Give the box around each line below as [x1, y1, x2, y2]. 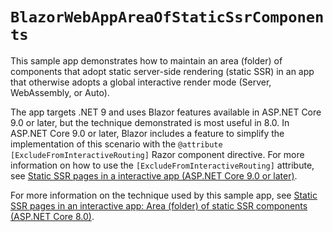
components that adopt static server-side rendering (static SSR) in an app [10, 65, 315, 77]
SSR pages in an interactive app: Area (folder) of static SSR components [10, 199, 308, 212]
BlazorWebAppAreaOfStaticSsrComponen [10, 8, 325, 27]
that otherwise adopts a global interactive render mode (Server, [10, 76, 272, 88]
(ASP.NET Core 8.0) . [10, 210, 95, 222]
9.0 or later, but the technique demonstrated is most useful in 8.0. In [10, 116, 290, 128]
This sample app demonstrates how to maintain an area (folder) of [10, 54, 283, 67]
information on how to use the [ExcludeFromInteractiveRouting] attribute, [10, 159, 315, 171]
